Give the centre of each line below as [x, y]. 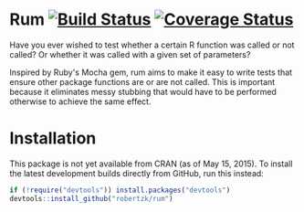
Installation [53, 138]
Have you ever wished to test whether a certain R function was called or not [152, 45]
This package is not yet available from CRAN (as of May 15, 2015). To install [151, 164]
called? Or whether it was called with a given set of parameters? [130, 54]
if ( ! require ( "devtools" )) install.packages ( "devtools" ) [120, 190]
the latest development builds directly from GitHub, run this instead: [137, 173]
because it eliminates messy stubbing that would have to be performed [143, 91]
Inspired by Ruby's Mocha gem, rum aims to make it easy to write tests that [151, 72]
